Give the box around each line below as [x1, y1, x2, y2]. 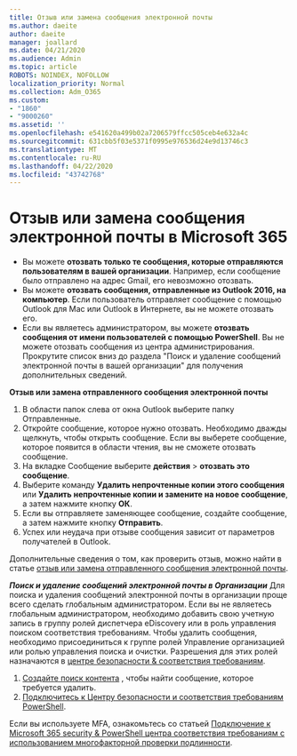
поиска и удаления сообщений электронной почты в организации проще [9, 590, 287, 601]
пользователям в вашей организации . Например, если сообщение [21, 266, 281, 276]
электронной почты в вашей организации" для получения [21, 361, 244, 371]
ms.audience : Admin [9, 54, 82, 63]
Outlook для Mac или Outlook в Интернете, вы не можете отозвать [21, 304, 274, 314]
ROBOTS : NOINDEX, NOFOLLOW [9, 71, 109, 80]
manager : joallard [9, 37, 77, 47]
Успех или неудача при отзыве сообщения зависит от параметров [21, 527, 276, 537]
